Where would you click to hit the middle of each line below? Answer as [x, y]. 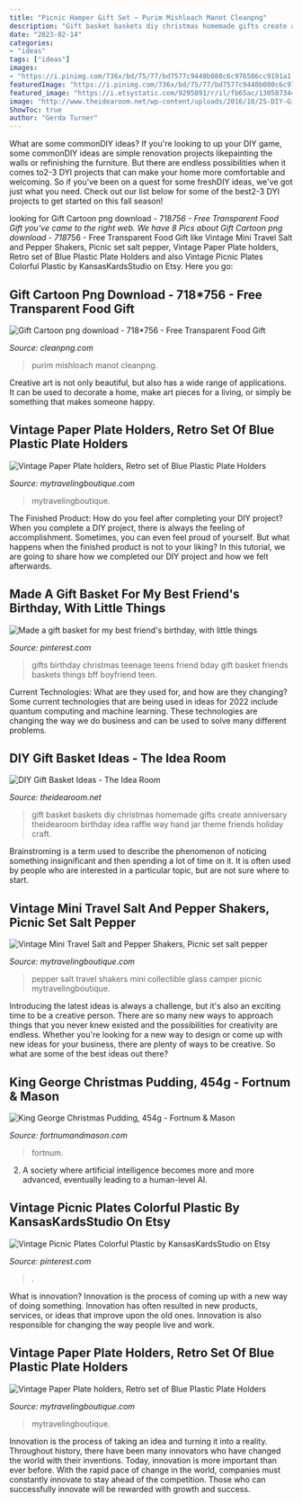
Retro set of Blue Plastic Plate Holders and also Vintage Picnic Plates [136, 256]
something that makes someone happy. [82, 401]
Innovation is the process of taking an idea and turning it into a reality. [138, 1441]
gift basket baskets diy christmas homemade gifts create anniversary [159, 814]
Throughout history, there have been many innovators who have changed [145, 1451]
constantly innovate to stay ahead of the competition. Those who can [138, 1479]
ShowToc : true [36, 110]
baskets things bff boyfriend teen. [94, 674]
